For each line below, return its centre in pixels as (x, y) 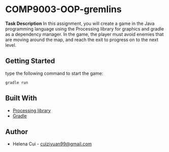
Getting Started (30, 61)
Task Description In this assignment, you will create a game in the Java (80, 23)
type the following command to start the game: (54, 73)
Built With (21, 98)
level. (11, 45)
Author (16, 131)
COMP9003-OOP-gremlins (63, 9)
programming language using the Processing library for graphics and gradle (84, 28)
